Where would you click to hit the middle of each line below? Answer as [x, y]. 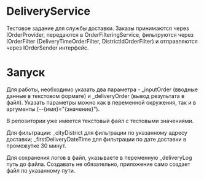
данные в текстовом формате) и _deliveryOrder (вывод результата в [96, 96]
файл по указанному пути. [41, 170]
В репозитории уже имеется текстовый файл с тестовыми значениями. [100, 121]
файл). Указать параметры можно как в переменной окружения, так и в [101, 102]
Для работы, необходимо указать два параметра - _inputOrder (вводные [102, 89]
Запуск [26, 73]
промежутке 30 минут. [36, 146]
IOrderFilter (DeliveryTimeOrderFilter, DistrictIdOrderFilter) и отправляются [102, 41]
